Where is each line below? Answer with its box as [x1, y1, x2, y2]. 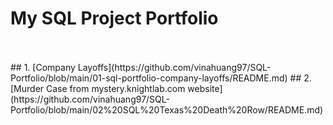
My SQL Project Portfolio [10, 7, 219, 30]
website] [187, 82, 223, 94]
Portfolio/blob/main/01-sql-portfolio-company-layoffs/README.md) [10, 72, 288, 84]
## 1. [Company [10, 61, 76, 73]
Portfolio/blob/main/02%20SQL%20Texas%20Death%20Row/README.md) [10, 103, 324, 116]
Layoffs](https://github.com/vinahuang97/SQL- [77, 61, 272, 73]
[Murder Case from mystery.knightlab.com [10, 82, 186, 94]
